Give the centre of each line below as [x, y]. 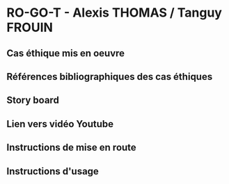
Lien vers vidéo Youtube [60, 124]
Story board [33, 100]
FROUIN [30, 27]
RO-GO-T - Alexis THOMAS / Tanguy [114, 13]
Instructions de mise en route [71, 148]
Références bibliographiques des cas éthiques [110, 77]
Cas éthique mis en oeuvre [66, 53]
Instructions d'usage [53, 171]
